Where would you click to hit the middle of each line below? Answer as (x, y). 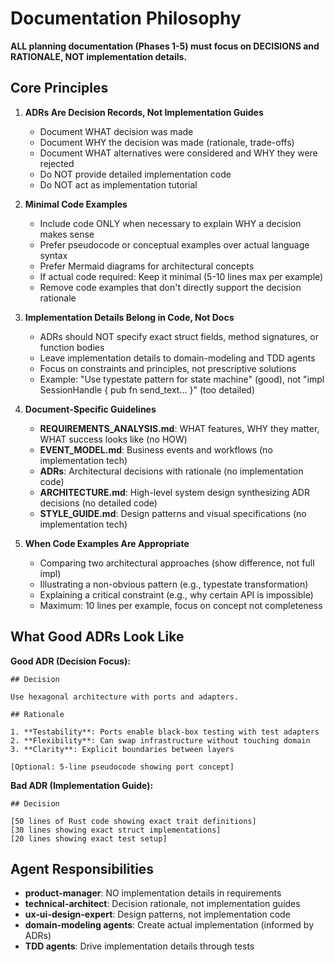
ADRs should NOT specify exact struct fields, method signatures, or (179, 336)
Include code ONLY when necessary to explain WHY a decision (170, 223)
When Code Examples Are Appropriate (107, 543)
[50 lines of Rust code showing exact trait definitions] (133, 821)
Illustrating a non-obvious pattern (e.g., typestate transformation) (174, 584)
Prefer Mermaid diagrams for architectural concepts (147, 266)
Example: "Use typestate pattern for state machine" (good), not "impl (182, 379)
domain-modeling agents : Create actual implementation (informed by (169, 925)
